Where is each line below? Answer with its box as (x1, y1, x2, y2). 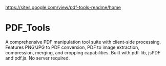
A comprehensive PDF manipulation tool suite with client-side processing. (5, 39, 161, 45)
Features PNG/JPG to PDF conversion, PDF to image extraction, (5, 44, 139, 50)
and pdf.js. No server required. (5, 55, 70, 61)
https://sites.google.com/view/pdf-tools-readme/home (5, 5, 121, 10)
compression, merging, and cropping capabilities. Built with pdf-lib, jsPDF (5, 49, 161, 55)
